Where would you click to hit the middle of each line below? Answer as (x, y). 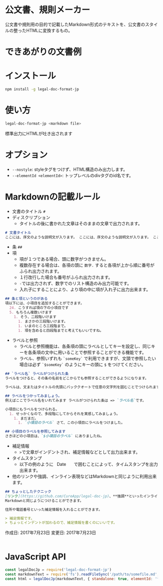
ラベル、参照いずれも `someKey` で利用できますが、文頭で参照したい (88, 358)
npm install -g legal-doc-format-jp (42, 89)
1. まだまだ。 (26, 418)
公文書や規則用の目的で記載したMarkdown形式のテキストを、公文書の (75, 24)
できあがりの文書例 (43, 52)
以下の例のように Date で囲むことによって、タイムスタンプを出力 (89, 464)
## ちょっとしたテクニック (28, 492)
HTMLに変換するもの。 (49, 30)
